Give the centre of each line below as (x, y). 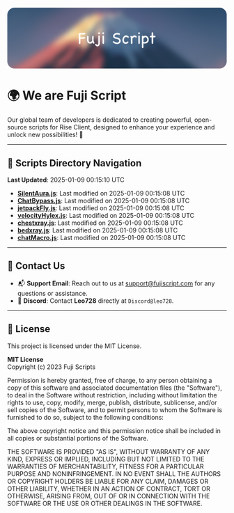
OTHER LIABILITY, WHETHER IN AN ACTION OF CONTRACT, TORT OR (109, 489)
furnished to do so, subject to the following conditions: (85, 417)
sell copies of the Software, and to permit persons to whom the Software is (115, 410)
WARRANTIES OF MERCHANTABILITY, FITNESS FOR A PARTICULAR (106, 466)
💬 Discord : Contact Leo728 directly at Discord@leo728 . (95, 301)
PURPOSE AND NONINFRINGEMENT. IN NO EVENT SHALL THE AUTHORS (114, 473)
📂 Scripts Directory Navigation (75, 163)
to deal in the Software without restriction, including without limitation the (112, 395)
